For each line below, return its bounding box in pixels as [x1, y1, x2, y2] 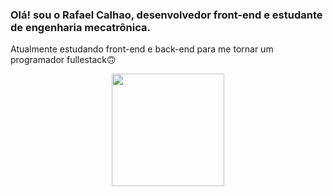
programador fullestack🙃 [10, 54, 117, 66]
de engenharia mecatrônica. [10, 20, 151, 34]
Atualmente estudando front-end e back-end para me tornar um [10, 43, 274, 55]
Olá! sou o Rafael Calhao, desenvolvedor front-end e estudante [10, 8, 323, 22]
